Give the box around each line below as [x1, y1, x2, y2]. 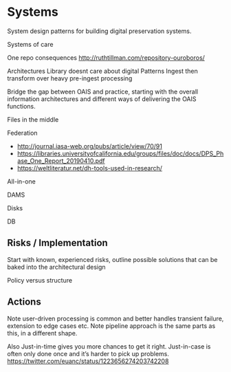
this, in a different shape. [7, 329, 78, 337]
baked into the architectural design [7, 263, 106, 271]
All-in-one [7, 177, 36, 186]
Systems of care [7, 40, 54, 48]
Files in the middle [7, 115, 59, 124]
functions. [7, 102, 36, 110]
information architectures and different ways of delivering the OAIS [7, 94, 197, 103]
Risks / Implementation [7, 237, 108, 249]
